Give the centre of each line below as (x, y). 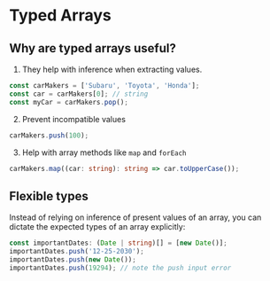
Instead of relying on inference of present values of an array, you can (135, 217)
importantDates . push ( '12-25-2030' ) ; (77, 252)
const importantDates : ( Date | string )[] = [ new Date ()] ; (118, 243)
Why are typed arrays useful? (93, 48)
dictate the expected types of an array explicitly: (97, 227)
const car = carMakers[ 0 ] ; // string (79, 94)
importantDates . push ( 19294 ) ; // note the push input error (120, 268)
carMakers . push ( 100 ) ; (49, 135)
